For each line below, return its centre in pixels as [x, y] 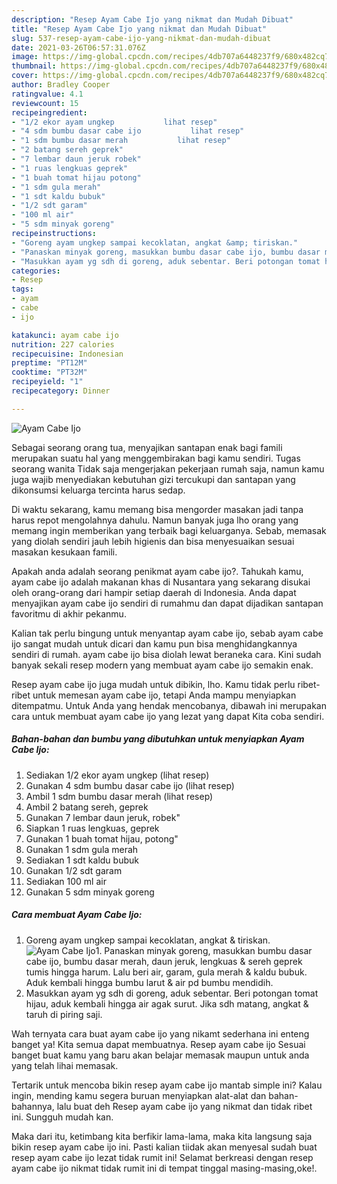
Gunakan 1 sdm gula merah [82, 849]
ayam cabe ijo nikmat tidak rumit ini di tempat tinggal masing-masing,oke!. [164, 1168]
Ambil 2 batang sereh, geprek [87, 807]
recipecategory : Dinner [61, 391]
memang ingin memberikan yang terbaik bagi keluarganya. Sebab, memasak [169, 530]
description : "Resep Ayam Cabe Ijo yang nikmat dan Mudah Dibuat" [152, 19]
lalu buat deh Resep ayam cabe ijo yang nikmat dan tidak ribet [184, 1106]
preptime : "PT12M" [49, 363]
